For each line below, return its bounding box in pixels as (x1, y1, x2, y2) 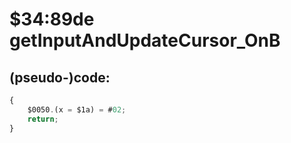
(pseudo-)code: (9, 69, 111, 86)
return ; (27, 114, 59, 124)
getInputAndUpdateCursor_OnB (9, 29, 281, 52)
